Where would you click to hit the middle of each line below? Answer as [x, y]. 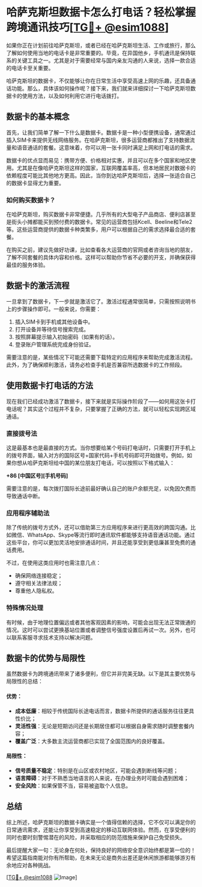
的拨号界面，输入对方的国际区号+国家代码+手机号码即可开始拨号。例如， [97, 455]
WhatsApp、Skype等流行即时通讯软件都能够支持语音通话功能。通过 [111, 535]
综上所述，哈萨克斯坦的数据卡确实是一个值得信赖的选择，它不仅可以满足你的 [101, 822]
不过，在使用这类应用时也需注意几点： [54, 563]
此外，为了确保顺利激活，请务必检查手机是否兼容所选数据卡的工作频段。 [96, 364]
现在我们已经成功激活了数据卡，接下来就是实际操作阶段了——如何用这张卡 [98, 401]
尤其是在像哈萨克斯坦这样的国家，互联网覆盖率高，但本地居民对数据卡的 [106, 168]
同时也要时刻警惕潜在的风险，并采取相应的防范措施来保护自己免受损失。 [96, 837]
